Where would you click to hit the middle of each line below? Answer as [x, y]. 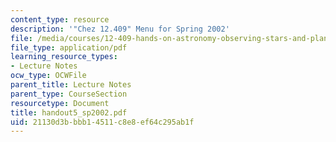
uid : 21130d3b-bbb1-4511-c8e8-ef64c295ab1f [102, 122]
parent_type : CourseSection [69, 94]
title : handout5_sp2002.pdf [69, 112]
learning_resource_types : [64, 57]
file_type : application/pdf [69, 47]
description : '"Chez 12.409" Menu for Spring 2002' [120, 29]
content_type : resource [60, 19]
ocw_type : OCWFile [48, 76]
